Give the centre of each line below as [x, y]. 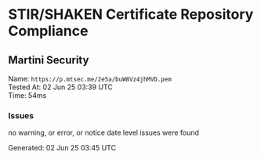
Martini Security [49, 60]
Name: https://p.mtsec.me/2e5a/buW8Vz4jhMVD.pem [90, 79]
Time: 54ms [27, 95]
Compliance [48, 31]
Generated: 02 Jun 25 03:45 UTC [62, 148]
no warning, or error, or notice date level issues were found [104, 133]
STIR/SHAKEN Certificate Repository [131, 14]
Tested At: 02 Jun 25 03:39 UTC [61, 87]
